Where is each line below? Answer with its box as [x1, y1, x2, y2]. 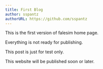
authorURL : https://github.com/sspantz [5, 16, 88, 21]
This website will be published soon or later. [5, 59, 95, 65]
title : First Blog [5, 7, 43, 12]
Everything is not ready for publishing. [5, 39, 83, 45]
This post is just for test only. [5, 49, 64, 55]
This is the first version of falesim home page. [5, 30, 99, 36]
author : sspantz [5, 12, 39, 17]
